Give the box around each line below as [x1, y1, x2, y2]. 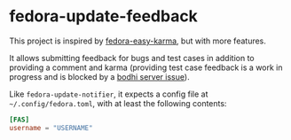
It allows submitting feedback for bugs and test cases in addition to [9, 52, 255, 63]
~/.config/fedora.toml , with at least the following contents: [9, 97, 227, 108]
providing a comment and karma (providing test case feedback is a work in [9, 62, 283, 73]
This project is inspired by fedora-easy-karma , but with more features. [9, 35, 266, 46]
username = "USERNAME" [9, 123, 93, 132]
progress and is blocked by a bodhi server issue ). [9, 71, 190, 82]
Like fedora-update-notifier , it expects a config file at [9, 89, 208, 99]
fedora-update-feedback [9, 6, 198, 27]
